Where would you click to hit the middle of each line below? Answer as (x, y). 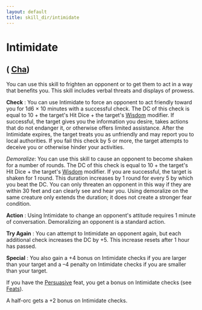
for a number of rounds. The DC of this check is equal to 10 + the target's (97, 165)
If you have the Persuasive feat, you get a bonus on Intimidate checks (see (99, 282)
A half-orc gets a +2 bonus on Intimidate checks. (67, 300)
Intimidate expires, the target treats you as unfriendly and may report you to (100, 134)
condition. (19, 203)
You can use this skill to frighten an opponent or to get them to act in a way (99, 84)
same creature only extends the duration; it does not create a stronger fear (99, 197)
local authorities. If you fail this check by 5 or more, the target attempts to (97, 141)
